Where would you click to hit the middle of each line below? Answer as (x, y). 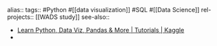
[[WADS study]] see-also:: (73, 17)
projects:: (21, 17)
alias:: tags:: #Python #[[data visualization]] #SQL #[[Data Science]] (103, 10)
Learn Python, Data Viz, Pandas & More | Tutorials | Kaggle (101, 30)
